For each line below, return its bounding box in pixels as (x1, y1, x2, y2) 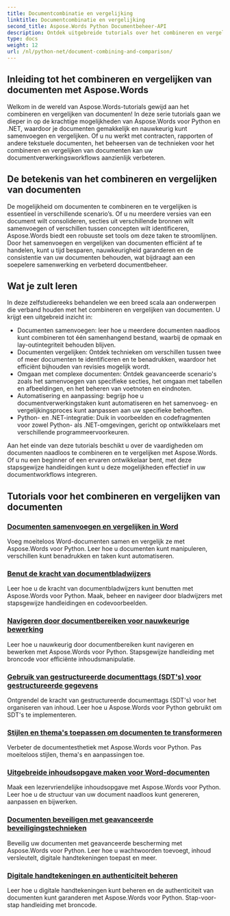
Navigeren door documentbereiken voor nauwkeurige (7, 616, 190, 626)
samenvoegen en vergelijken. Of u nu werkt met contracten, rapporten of (7, 132, 214, 140)
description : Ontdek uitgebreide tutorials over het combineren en (7, 29, 204, 36)
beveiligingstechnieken (7, 824, 87, 833)
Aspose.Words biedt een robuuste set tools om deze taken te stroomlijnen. (7, 231, 218, 240)
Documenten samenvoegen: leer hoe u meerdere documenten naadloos (16, 326, 220, 334)
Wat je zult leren (7, 280, 78, 292)
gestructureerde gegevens (7, 680, 99, 690)
